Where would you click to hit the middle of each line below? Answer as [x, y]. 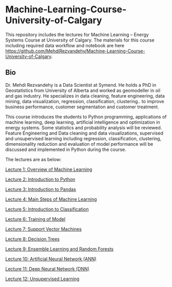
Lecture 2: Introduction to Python [40, 179]
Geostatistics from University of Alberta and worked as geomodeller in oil [83, 90]
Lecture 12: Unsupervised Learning [42, 279]
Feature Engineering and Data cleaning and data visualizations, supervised [84, 133]
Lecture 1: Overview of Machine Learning [49, 169]
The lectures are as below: [33, 159]
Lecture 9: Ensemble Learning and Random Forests [60, 249]
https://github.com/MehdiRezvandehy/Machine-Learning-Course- [75, 51]
